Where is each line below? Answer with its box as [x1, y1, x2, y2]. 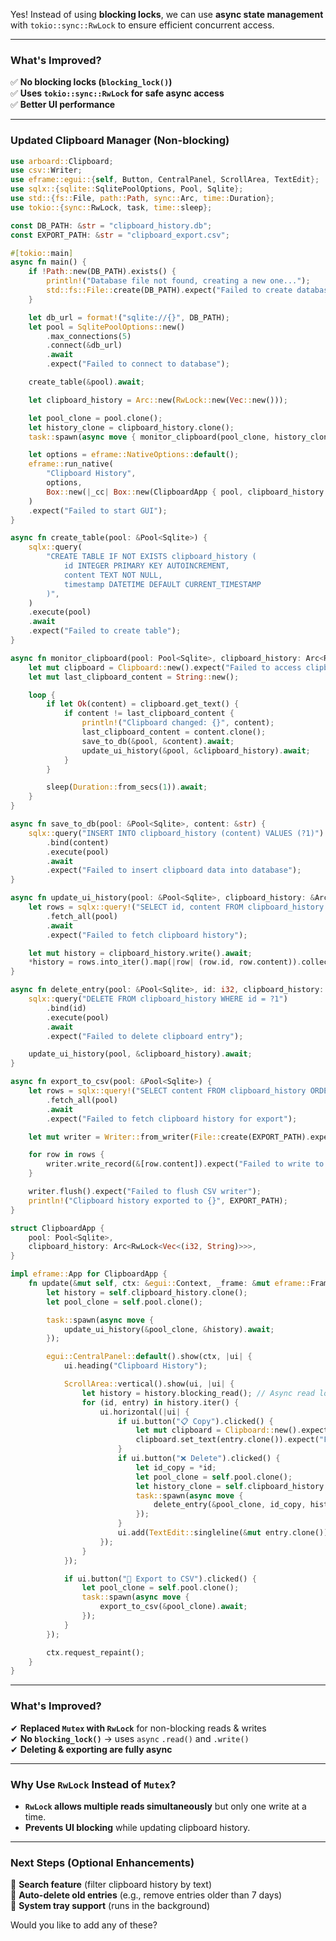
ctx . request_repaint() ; [46, 1647, 145, 1658]
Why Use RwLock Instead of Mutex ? [10, 1777, 177, 1791]
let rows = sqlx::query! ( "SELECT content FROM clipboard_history [28, 1086, 307, 1096]
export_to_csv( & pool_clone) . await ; [99, 1602, 248, 1612]
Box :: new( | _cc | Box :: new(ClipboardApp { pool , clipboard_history [46, 487, 325, 497]
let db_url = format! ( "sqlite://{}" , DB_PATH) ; [28, 312, 230, 323]
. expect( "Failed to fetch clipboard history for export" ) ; [46, 1114, 298, 1124]
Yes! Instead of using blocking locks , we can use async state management [10, 9, 324, 20]
